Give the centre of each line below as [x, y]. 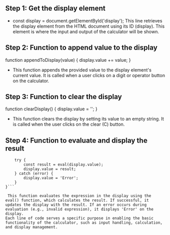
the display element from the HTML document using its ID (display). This [89, 26]
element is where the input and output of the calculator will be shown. [86, 31]
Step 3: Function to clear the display [64, 97]
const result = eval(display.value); [63, 165]
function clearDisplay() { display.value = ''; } [51, 109]
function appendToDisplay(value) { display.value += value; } [68, 60]
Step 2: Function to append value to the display [81, 48]
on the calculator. [31, 81]
